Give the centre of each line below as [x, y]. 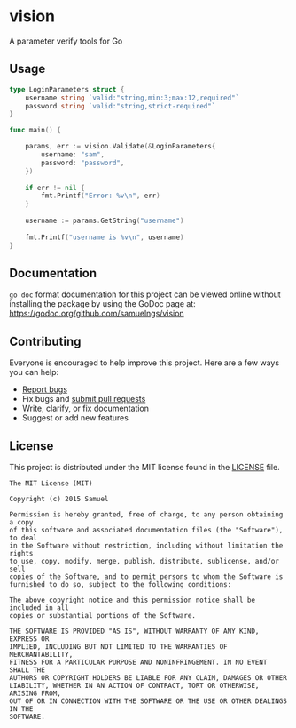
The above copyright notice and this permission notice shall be [132, 600]
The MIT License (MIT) [51, 483]
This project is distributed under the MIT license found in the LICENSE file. [145, 467]
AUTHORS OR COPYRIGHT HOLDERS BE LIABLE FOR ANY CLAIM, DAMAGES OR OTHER [148, 677]
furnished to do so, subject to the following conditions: [121, 584]
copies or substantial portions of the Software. [103, 615]
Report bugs [45, 389]
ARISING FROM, [35, 693]
